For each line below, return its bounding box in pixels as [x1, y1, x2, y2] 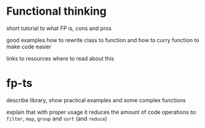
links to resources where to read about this [6, 55, 114, 62]
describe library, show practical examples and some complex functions [6, 96, 186, 104]
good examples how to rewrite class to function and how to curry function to [6, 36, 199, 43]
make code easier [6, 43, 52, 50]
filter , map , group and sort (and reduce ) [6, 115, 108, 122]
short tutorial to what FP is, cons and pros [6, 24, 112, 32]
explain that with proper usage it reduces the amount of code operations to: [6, 108, 197, 116]
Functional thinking [6, 4, 107, 18]
